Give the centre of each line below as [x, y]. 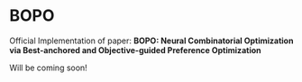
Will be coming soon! [48, 68]
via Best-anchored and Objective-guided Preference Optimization [135, 50]
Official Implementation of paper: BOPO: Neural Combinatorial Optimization [151, 41]
